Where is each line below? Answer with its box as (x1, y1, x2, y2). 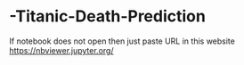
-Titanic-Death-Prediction (9, 6, 207, 27)
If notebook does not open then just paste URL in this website (9, 36, 236, 46)
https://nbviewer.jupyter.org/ (9, 45, 114, 55)
